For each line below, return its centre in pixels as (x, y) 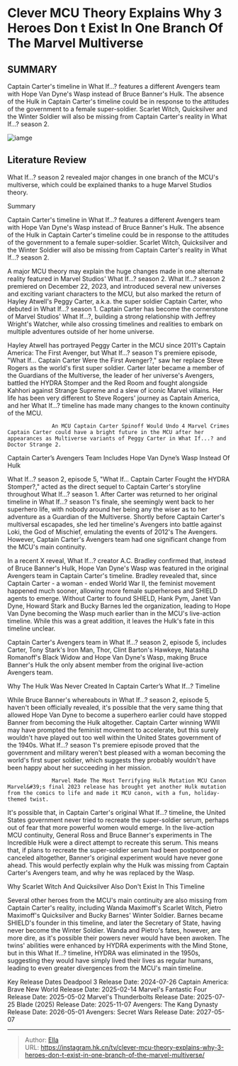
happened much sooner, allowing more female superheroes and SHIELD (113, 591)
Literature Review (47, 160)
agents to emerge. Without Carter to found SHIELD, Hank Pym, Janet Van (114, 598)
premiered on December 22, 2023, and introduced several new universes (114, 286)
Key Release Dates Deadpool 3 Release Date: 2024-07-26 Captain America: (118, 982)
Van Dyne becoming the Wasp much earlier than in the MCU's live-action (114, 613)
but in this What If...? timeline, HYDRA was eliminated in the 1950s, (104, 953)
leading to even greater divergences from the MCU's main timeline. (105, 968)
